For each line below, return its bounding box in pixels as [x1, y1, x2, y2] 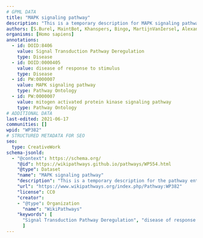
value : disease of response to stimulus [17, 65, 120, 71]
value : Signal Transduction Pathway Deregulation [17, 48, 145, 55]
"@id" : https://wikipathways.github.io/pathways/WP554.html [17, 161, 172, 167]
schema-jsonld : [6, 150, 45, 156]
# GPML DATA [6, 8, 36, 15]
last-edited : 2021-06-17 [6, 116, 69, 122]
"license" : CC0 [17, 189, 56, 195]
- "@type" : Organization [17, 200, 80, 207]
